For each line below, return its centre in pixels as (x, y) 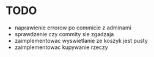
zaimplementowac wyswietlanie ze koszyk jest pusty (81, 40)
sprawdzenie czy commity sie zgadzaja (64, 34)
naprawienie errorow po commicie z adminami (73, 28)
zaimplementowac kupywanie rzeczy (61, 47)
